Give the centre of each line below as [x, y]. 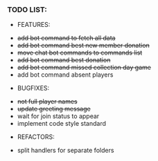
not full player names [47, 102]
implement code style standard [61, 124]
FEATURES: [34, 25]
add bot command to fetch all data [66, 38]
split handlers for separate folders [65, 151]
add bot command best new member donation [84, 46]
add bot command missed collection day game [84, 68]
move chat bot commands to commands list [80, 53]
